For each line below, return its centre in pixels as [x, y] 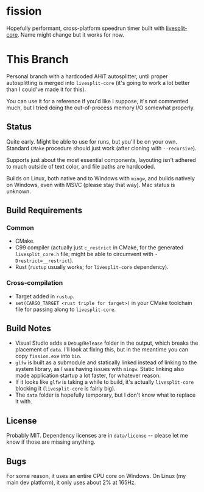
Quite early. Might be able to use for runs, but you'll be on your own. [92, 141]
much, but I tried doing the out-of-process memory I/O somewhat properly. [100, 108]
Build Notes [29, 329]
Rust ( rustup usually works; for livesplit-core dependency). [92, 267]
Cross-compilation [35, 283]
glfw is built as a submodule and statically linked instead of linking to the [106, 362]
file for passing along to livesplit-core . [65, 309]
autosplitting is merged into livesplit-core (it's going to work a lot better [98, 83]
